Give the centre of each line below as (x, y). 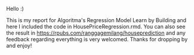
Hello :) (15, 9)
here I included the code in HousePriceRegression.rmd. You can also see (96, 27)
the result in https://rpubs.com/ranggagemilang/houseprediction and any (96, 33)
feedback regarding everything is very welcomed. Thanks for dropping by (97, 39)
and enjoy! (19, 45)
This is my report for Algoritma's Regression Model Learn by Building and (96, 20)
